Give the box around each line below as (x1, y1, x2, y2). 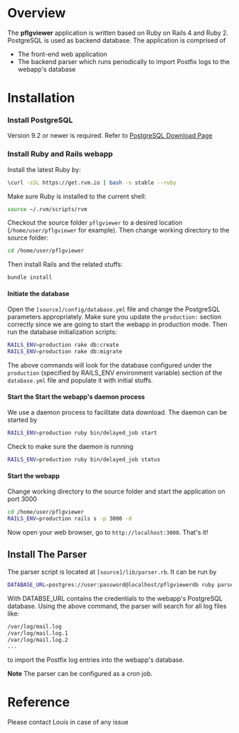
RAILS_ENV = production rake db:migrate (7, 348, 122, 355)
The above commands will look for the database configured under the (7, 361, 212, 370)
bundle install (7, 274, 53, 282)
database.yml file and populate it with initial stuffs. (7, 376, 154, 385)
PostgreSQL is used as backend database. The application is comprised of (7, 36, 226, 44)
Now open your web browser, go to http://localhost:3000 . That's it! (7, 528, 208, 537)
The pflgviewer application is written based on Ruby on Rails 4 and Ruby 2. (7, 28, 229, 37)
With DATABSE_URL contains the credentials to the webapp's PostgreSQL (7, 594, 223, 602)
